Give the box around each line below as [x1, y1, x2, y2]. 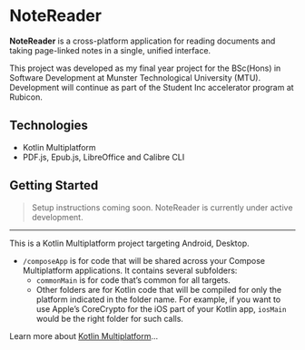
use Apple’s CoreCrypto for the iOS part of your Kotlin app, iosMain [35, 303, 287, 314]
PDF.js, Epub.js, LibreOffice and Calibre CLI [22, 151, 185, 162]
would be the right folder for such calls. [35, 313, 184, 324]
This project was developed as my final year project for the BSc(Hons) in [9, 63, 281, 73]
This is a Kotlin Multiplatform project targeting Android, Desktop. [9, 238, 250, 248]
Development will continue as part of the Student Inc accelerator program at [9, 82, 294, 92]
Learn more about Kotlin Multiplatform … [9, 330, 159, 341]
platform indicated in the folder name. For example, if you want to [35, 294, 281, 305]
